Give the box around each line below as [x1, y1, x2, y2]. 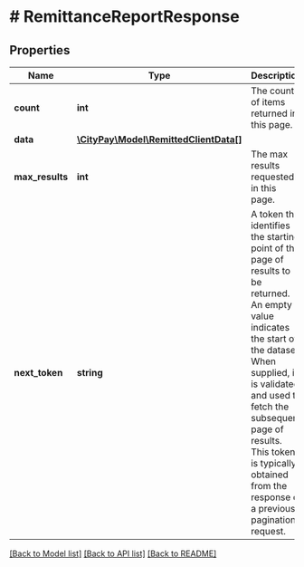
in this [250, 182, 277, 194]
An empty [250, 299, 292, 311]
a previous [250, 503, 296, 514]
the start [250, 332, 287, 345]
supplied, [250, 367, 290, 379]
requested [250, 170, 295, 183]
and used [250, 389, 291, 401]
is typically [250, 457, 297, 469]
